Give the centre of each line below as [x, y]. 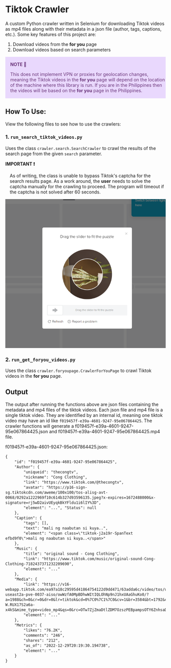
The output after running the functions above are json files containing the [82, 404]
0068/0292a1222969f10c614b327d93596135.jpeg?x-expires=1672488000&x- [81, 498]
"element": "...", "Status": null [60, 508]
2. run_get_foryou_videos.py [40, 359]
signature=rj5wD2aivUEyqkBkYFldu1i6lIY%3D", [53, 503]
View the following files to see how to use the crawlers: [63, 124]
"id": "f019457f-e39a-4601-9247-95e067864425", [66, 462]
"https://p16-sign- [67, 487]
